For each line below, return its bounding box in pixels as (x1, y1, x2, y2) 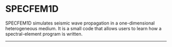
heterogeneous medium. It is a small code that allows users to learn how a (5, 25, 162, 31)
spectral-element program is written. (5, 31, 83, 37)
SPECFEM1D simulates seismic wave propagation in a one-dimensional (5, 20, 155, 26)
